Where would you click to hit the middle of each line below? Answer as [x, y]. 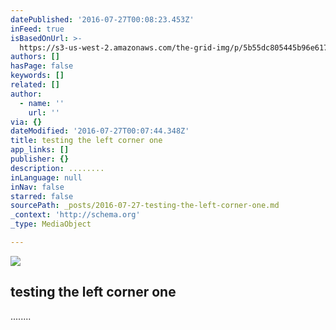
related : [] [35, 85]
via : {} [26, 122]
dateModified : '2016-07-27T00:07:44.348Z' [100, 131]
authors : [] [35, 57]
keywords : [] [37, 76]
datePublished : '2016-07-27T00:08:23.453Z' [102, 19]
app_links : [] [40, 150]
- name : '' [42, 103]
